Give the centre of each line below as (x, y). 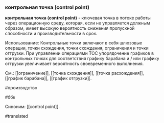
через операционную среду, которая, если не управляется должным (78, 23)
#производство (21, 88)
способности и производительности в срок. (51, 34)
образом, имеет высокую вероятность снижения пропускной (70, 28)
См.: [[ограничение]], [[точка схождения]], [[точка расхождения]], (75, 73)
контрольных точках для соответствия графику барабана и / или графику (82, 59)
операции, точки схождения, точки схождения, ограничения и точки (77, 48)
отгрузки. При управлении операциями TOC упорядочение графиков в (80, 53)
